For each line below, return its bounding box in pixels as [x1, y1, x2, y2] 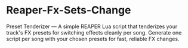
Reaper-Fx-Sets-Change [6, 4, 131, 17]
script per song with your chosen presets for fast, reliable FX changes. [6, 35, 180, 42]
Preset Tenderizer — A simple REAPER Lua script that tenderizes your [6, 23, 178, 30]
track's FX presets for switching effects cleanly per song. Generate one [6, 29, 182, 36]
